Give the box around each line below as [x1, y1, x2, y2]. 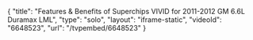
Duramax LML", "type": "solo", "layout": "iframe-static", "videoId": [7, 15, 223, 24]
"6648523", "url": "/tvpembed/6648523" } [7, 24, 147, 32]
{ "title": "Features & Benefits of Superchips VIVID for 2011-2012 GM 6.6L [7, 7, 245, 16]
